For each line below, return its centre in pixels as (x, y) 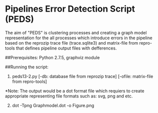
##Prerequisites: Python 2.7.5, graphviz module (53, 57)
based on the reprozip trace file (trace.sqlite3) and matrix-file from (72, 43)
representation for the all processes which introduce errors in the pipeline (79, 38)
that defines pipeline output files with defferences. (66, 48)
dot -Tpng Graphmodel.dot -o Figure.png (53, 105)
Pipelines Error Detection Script (70, 9)
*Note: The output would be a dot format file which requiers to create (75, 91)
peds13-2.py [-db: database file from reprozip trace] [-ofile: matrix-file (82, 76)
